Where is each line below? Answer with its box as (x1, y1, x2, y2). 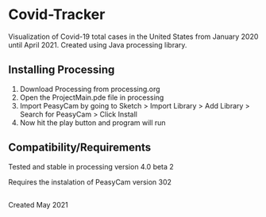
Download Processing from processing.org (19, 84, 160, 93)
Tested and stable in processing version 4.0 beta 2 (8, 162, 175, 171)
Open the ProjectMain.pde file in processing (19, 93, 164, 102)
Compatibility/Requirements (8, 141, 152, 154)
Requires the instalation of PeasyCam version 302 (8, 177, 172, 187)
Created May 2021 (8, 200, 69, 209)
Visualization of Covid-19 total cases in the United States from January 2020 (8, 32, 259, 41)
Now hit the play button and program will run (19, 117, 166, 128)
